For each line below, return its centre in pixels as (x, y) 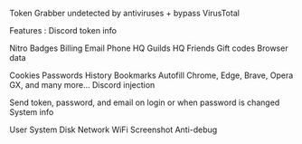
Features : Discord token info (63, 30)
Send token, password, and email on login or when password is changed (145, 102)
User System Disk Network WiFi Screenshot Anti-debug (113, 130)
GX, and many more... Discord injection (82, 85)
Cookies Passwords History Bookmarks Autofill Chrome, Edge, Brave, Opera (151, 75)
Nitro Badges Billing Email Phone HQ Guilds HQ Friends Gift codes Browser (149, 48)
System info (32, 112)
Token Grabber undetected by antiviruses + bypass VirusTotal (124, 13)
